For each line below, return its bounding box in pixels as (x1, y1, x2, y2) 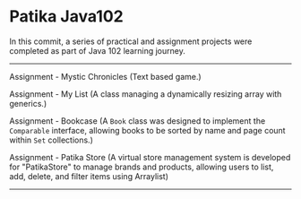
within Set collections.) (9, 134, 94, 145)
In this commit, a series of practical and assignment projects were (9, 36, 253, 47)
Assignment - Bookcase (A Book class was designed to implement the (9, 115, 266, 126)
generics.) (9, 98, 47, 108)
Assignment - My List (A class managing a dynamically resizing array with (9, 88, 282, 99)
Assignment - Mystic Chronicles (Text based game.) (9, 71, 202, 82)
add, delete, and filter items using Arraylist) (9, 170, 168, 181)
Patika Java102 (9, 6, 124, 27)
